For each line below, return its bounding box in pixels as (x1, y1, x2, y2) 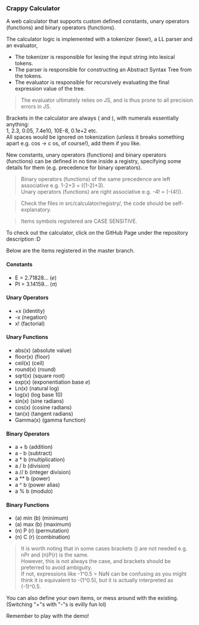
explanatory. (20, 206, 52, 213)
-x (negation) (14, 313, 48, 321)
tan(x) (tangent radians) (14, 410, 73, 417)
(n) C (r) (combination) (14, 533, 70, 540)
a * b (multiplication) (14, 456, 66, 463)
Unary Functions (6, 334, 49, 341)
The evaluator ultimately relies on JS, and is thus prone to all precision (20, 97, 194, 104)
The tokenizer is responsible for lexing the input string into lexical (14, 54, 175, 61)
